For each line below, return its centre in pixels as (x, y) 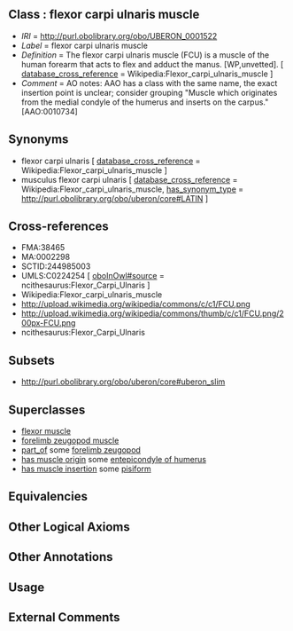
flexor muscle (46, 431)
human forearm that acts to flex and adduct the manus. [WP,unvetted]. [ (152, 64)
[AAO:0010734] (50, 111)
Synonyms (39, 140)
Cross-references (59, 227)
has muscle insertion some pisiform (86, 469)
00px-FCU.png (48, 323)
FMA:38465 (43, 248)
